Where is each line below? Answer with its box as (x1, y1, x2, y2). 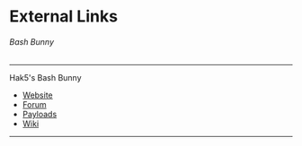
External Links (9, 6, 119, 27)
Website (22, 90, 54, 100)
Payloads (22, 109, 58, 120)
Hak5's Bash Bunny (9, 73, 83, 83)
